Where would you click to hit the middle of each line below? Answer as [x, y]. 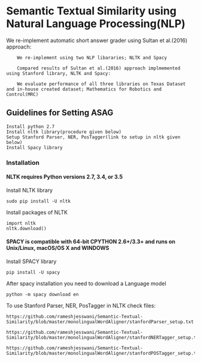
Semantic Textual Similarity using [91, 11]
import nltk [21, 223]
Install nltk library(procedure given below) [64, 132]
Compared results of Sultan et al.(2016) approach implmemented [99, 68]
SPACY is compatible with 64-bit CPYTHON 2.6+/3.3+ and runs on [91, 242]
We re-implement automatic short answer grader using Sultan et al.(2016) [97, 40]
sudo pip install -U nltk [38, 201]
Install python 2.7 [31, 126]
